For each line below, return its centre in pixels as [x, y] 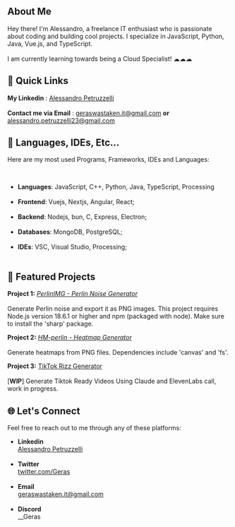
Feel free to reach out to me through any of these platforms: [94, 428]
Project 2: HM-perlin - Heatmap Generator [70, 338]
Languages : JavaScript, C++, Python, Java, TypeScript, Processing [116, 187]
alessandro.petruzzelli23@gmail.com [61, 120]
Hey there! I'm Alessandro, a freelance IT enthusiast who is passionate [110, 28]
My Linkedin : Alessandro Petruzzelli [61, 97]
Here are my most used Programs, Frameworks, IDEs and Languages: [108, 160]
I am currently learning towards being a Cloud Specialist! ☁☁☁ [100, 59]
